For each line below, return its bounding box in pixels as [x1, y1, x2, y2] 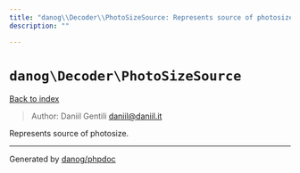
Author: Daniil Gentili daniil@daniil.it [30, 111, 162, 121]
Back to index [9, 94, 60, 104]
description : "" [9, 21, 70, 30]
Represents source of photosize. [9, 128, 129, 139]
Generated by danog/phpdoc [9, 153, 116, 165]
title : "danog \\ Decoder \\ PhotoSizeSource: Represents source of [9, 12, 254, 22]
